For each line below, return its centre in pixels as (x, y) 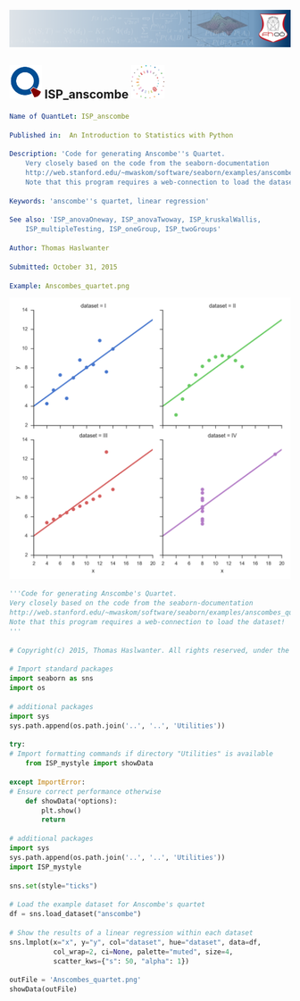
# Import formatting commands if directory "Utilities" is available (142, 754)
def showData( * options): (71, 801)
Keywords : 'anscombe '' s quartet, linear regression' (109, 201)
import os (28, 688)
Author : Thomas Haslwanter (59, 248)
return (54, 820)
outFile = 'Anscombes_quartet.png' (75, 980)
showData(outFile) (43, 989)
